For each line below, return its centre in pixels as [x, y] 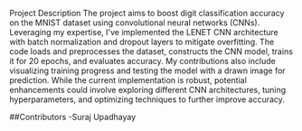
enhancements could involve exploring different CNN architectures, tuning [148, 90]
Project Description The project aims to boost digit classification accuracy [147, 13]
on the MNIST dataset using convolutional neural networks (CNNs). [135, 23]
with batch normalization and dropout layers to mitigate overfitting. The [142, 42]
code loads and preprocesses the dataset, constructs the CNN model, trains [151, 51]
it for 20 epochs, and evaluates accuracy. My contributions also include [142, 61]
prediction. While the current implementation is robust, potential [128, 80]
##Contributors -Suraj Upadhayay [73, 117]
